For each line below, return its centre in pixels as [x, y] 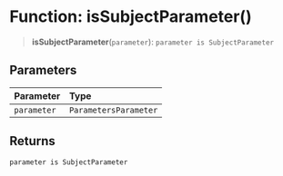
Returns [33, 141]
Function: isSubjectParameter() [131, 17]
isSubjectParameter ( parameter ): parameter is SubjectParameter [153, 42]
